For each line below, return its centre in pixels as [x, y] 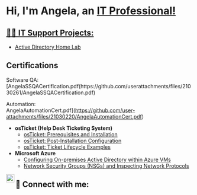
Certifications [32, 65]
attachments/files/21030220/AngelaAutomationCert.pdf [74, 116]
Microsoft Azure [35, 153]
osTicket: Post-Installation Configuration [72, 140]
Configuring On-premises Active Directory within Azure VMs [97, 159]
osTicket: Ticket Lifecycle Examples [67, 147]
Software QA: [22, 80]
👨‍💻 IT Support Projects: [50, 33]
